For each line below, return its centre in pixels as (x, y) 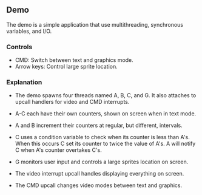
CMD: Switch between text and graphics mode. (74, 60)
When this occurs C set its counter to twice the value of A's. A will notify (105, 144)
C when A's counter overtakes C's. (58, 150)
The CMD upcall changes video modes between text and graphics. (99, 185)
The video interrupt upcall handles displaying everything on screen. (99, 174)
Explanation (24, 83)
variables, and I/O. (29, 31)
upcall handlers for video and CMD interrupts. (72, 102)
